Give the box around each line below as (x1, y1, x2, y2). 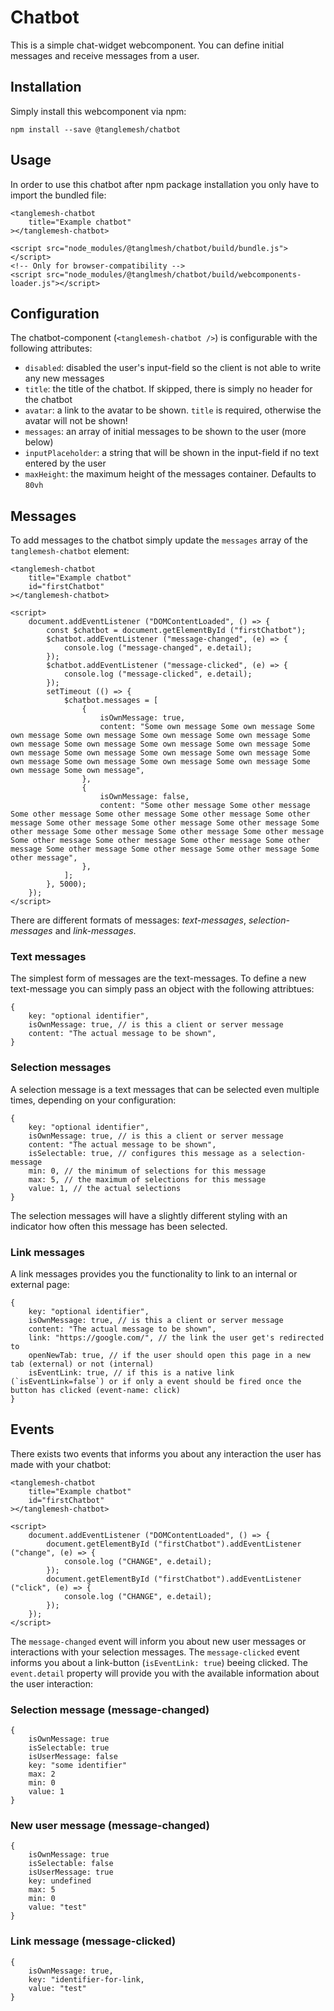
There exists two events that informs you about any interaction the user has (10, 1447, 322, 1460)
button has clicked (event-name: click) (10, 1386, 182, 1396)
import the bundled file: (10, 189, 107, 201)
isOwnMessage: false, (99, 792, 190, 802)
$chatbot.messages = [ (63, 696, 159, 706)
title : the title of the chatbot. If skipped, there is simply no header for (24, 383, 313, 395)
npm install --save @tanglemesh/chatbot (10, 124, 182, 135)
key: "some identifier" (28, 1761, 128, 1771)
